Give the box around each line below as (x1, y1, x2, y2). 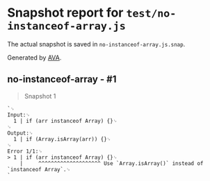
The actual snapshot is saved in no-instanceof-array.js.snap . (7, 40, 186, 48)
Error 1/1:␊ (7, 148, 43, 155)
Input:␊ (7, 111, 31, 119)
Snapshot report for (7, 5, 124, 21)
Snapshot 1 (24, 92, 56, 100)
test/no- (126, 7, 177, 20)
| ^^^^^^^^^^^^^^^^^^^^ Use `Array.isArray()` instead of (19, 160, 204, 167)
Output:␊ (7, 130, 33, 137)
